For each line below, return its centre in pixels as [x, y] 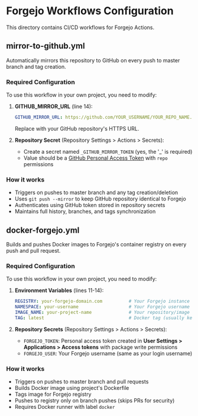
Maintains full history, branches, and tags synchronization [85, 211]
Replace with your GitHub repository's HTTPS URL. [77, 128]
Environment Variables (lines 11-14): [59, 290]
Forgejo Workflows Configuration [90, 11]
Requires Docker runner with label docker [65, 407]
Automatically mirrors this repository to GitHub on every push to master [93, 60]
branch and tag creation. [36, 66]
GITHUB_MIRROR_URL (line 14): [53, 107]
